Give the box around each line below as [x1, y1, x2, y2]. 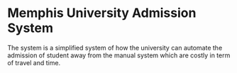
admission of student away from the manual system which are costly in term [7, 51, 231, 60]
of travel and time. [7, 58, 61, 67]
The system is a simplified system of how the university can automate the [7, 43, 223, 52]
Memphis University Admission [7, 5, 197, 21]
